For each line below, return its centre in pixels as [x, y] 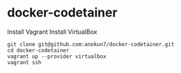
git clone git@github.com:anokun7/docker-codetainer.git [91, 44]
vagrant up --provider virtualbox [57, 56]
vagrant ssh [24, 62]
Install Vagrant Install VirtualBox [53, 32]
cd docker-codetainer [38, 50]
